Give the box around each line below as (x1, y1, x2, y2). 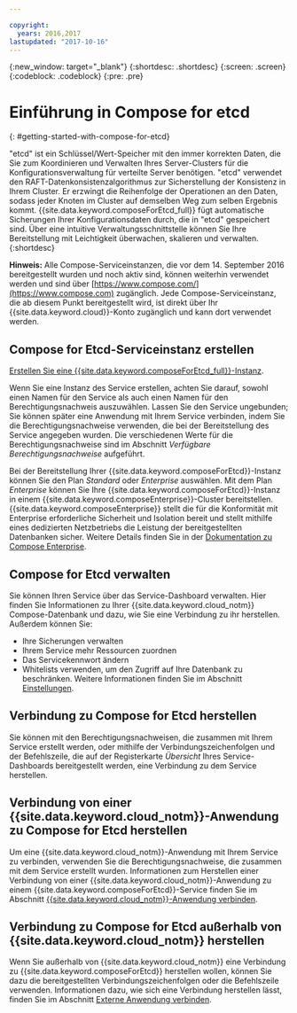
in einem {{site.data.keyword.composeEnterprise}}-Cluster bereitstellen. (9, 494, 273, 505)
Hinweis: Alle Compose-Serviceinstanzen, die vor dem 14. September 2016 (9, 260, 285, 270)
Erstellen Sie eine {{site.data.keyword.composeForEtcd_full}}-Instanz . (9, 365, 264, 377)
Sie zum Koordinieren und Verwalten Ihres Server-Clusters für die (9, 158, 249, 168)
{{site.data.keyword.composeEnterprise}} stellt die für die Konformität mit (9, 503, 278, 514)
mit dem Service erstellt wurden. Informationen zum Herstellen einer (9, 865, 260, 876)
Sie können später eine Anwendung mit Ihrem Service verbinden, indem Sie (9, 411, 285, 422)
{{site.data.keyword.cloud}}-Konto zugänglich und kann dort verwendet (9, 307, 272, 317)
